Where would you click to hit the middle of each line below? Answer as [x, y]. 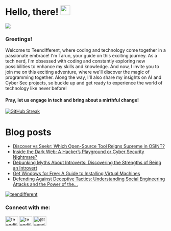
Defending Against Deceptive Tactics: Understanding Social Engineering [89, 179]
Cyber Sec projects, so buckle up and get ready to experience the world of [84, 83]
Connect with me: [28, 207]
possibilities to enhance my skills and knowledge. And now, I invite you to [82, 67]
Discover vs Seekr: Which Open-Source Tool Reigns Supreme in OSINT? [89, 146]
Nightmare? [25, 157]
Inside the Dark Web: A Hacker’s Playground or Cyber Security [78, 152]
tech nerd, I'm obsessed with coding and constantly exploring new [75, 61]
